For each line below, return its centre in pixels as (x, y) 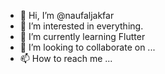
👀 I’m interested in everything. (81, 26)
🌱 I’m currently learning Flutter (82, 36)
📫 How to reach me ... (66, 58)
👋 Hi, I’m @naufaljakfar (67, 15)
